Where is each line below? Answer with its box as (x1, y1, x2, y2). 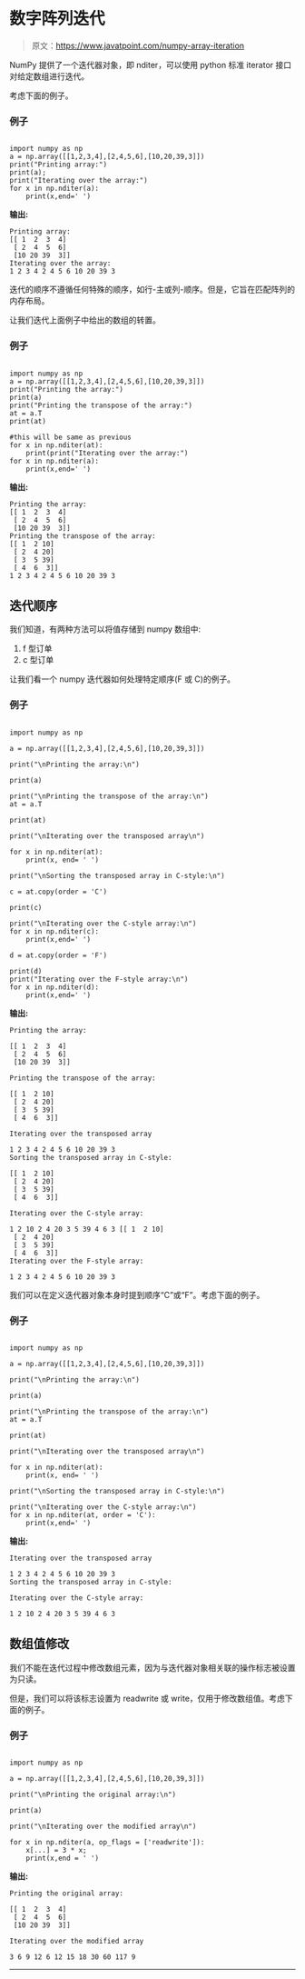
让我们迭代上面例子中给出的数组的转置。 (9, 315, 161, 325)
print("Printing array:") (9, 160, 107, 169)
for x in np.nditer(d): (9, 983, 100, 992)
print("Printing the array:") (9, 385, 124, 394)
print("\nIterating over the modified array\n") (9, 1822, 197, 1832)
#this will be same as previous (9, 433, 132, 442)
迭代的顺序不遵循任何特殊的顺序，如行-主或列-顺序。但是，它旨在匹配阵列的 (9, 284, 295, 295)
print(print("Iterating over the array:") (25, 448, 189, 457)
